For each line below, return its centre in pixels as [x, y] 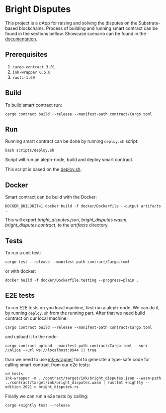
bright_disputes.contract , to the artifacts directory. [57, 225]
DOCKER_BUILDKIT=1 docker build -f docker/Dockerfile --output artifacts [83, 206]
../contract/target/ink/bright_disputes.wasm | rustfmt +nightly [74, 383]
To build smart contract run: [34, 105]
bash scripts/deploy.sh [30, 151]
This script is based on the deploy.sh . [43, 169]
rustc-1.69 [24, 78]
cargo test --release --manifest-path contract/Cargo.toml [68, 262]
